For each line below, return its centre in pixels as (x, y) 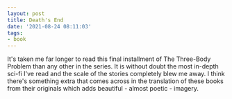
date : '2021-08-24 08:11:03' (49, 26)
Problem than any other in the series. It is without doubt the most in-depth (113, 66)
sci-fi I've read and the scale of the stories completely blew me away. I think (116, 74)
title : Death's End (35, 20)
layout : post (26, 13)
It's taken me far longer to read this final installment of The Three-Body (109, 59)
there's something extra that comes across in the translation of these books (115, 81)
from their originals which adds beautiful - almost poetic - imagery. (103, 89)
